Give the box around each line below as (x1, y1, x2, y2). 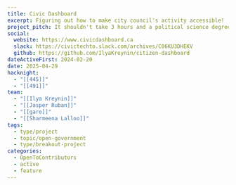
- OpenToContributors (13, 154, 77, 162)
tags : (7, 121, 23, 129)
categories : (7, 148, 42, 155)
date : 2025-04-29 (7, 63, 58, 70)
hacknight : (7, 69, 39, 76)
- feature (13, 167, 42, 174)
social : (7, 30, 30, 37)
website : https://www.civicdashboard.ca (13, 37, 133, 44)
